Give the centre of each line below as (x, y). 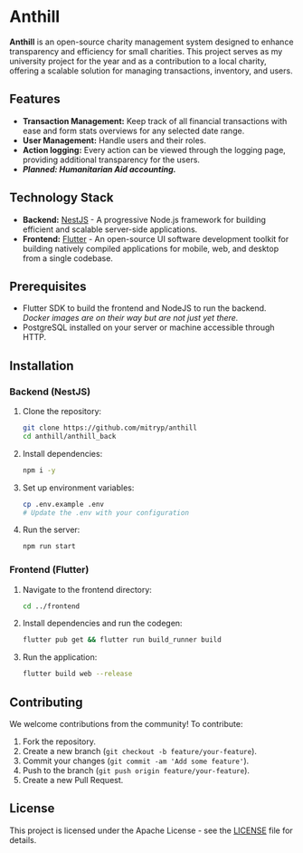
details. (23, 839)
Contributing (46, 702)
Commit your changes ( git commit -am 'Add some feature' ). (136, 761)
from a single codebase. (67, 258)
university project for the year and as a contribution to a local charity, (138, 61)
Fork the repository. (59, 742)
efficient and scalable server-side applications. (110, 229)
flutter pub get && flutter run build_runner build (122, 640)
